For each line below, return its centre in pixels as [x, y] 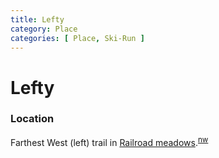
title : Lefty [37, 19]
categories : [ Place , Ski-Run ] [77, 38]
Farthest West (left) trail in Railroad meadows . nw [109, 141]
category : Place [44, 29]
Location [32, 119]
